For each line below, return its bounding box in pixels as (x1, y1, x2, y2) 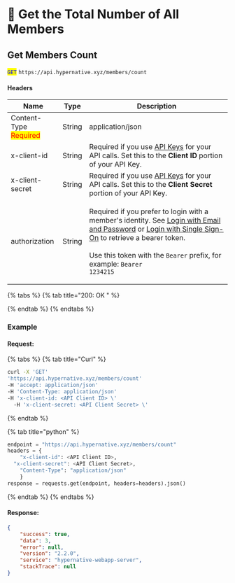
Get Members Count (7, 49, 98, 61)
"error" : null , (20, 544, 64, 551)
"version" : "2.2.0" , (20, 550, 80, 557)
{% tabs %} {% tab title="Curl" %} (7, 355, 106, 363)
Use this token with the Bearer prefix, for (89, 251, 222, 260)
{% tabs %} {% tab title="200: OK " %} (7, 291, 120, 300)
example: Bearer (89, 259, 143, 269)
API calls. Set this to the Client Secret (89, 180, 213, 190)
